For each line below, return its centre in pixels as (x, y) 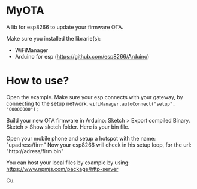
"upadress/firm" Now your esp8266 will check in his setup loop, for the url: (99, 145)
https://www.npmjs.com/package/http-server (62, 169)
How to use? (38, 81)
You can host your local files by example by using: (68, 163)
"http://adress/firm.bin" (35, 151)
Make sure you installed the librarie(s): (54, 38)
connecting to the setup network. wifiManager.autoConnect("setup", (91, 103)
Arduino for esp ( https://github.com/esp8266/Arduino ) (82, 56)
